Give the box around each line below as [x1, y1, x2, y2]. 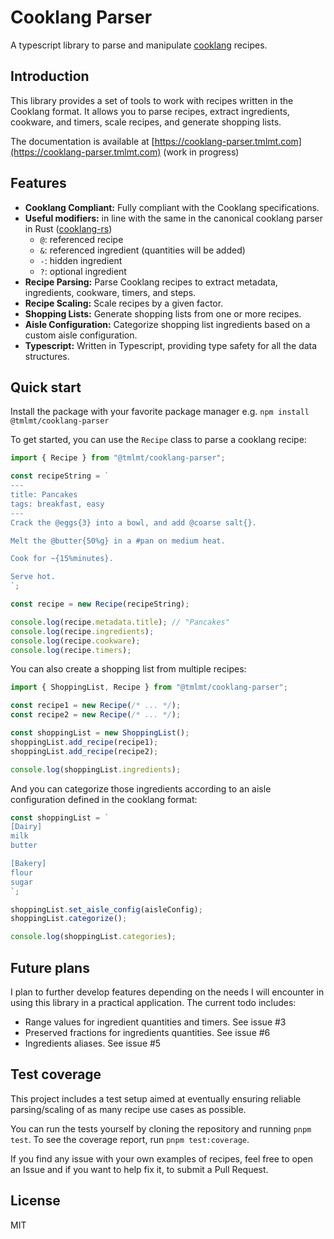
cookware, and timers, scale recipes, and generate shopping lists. [10, 116, 282, 128]
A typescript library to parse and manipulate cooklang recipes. [10, 39, 268, 51]
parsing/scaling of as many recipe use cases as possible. [10, 1103, 247, 1115]
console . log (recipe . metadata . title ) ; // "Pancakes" [10, 617, 230, 627]
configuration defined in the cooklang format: [10, 793, 198, 805]
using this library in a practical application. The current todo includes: [10, 996, 297, 1008]
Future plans [10, 959, 90, 976]
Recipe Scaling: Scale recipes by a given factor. [24, 297, 224, 309]
